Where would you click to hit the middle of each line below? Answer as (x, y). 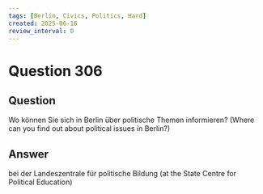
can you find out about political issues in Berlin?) (89, 129)
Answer (29, 154)
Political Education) (40, 182)
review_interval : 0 (41, 31)
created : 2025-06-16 (43, 23)
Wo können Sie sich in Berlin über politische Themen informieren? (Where (131, 120)
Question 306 (55, 71)
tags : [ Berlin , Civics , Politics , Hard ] (78, 16)
